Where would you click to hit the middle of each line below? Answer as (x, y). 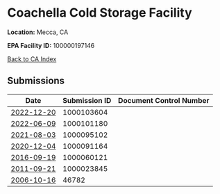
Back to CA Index (32, 59)
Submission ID (87, 100)
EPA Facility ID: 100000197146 (51, 45)
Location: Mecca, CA (38, 32)
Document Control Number (163, 100)
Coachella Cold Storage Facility (100, 13)
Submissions (36, 81)
